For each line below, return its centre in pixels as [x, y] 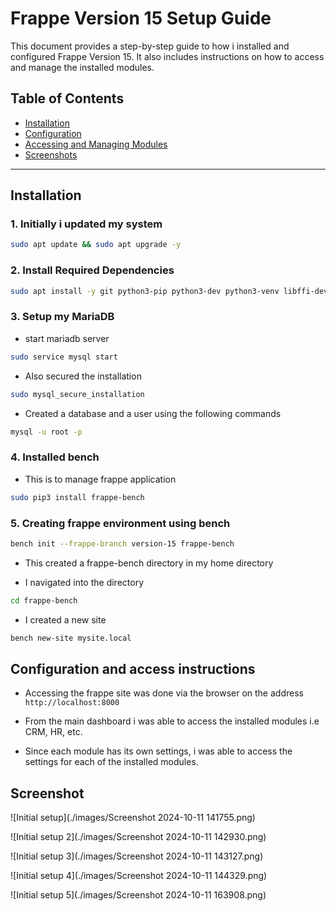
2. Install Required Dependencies [92, 270]
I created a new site [65, 619]
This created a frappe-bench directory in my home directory [149, 563]
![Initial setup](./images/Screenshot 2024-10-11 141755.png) [133, 818]
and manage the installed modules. [82, 67]
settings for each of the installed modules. [111, 762]
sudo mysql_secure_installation [77, 394]
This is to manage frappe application [100, 479]
